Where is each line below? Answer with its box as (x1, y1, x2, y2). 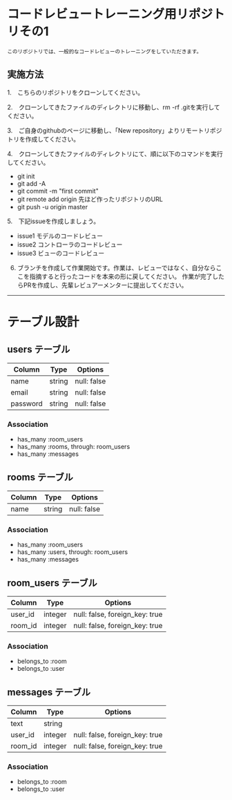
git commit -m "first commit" (17, 187, 99, 195)
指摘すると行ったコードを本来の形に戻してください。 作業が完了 (29, 272, 213, 280)
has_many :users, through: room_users (17, 548, 128, 556)
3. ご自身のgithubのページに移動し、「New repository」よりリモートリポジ (7, 126, 222, 135)
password (10, 399, 43, 408)
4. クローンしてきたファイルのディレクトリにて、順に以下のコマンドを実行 (7, 149, 223, 158)
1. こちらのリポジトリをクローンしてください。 (7, 88, 144, 97)
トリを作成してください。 (7, 135, 80, 143)
